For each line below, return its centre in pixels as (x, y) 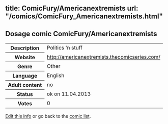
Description (25, 48)
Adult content (25, 85)
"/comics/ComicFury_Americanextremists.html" (84, 17)
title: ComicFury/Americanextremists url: (72, 8)
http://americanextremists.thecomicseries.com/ (103, 57)
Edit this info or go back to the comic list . (48, 116)
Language (25, 76)
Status (25, 94)
